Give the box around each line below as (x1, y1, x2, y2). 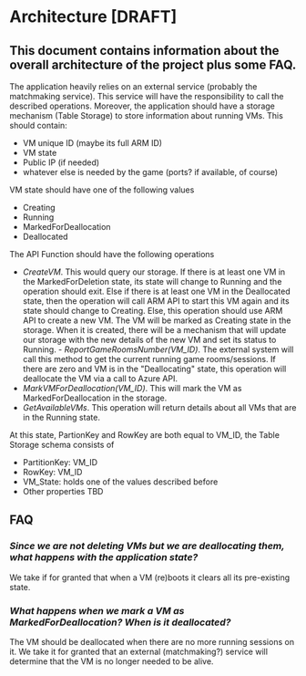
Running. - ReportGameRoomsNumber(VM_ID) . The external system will (22, 344, 294, 355)
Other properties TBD (22, 486, 104, 496)
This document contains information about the (9, 43, 280, 58)
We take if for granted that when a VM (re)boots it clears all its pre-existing (9, 572, 291, 583)
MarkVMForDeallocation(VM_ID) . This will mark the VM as (22, 383, 242, 393)
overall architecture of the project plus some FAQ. (9, 57, 297, 72)
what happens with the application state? (9, 551, 199, 564)
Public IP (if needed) (22, 157, 100, 168)
